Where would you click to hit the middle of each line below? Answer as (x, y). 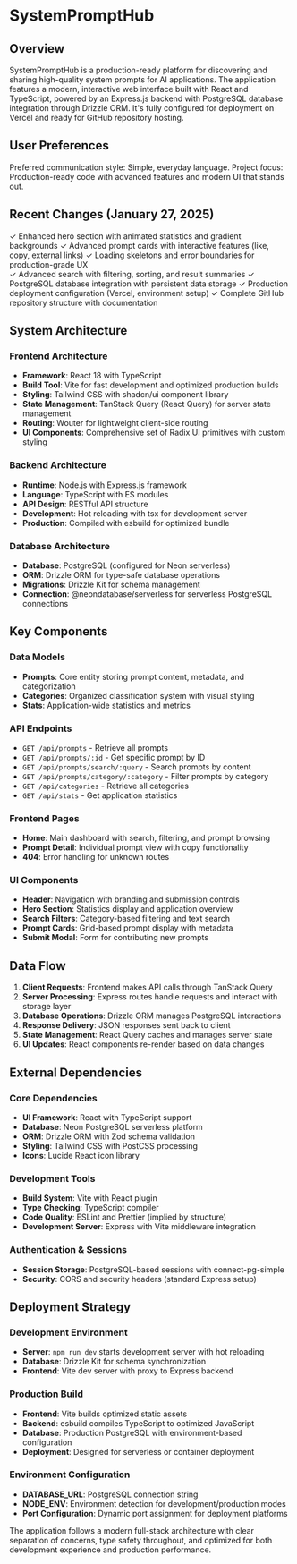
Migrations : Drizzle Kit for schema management (111, 584)
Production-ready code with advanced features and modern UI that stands (147, 176)
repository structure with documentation (84, 302)
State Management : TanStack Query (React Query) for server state (146, 404)
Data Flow (38, 966)
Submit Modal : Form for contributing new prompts (115, 938)
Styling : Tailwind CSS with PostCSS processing (110, 1145)
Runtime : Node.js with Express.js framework (105, 485)
